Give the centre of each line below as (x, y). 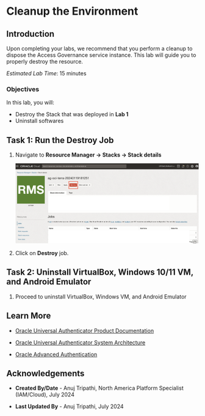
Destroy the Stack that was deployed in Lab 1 (72, 114)
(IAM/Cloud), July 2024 (45, 395)
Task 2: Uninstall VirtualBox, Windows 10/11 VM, (100, 273)
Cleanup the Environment (72, 11)
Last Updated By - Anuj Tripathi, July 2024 (69, 407)
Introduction (31, 34)
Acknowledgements (45, 373)
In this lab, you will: (31, 103)
